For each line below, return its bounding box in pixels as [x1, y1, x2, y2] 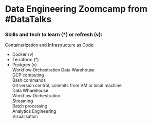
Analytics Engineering [12, 108, 57, 114]
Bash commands [12, 77, 46, 83]
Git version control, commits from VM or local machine [12, 83, 122, 88]
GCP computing [12, 72, 44, 78]
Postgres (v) [12, 62, 38, 68]
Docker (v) [12, 52, 34, 57]
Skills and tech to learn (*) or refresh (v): [5, 31, 103, 38]
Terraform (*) [12, 57, 39, 63]
